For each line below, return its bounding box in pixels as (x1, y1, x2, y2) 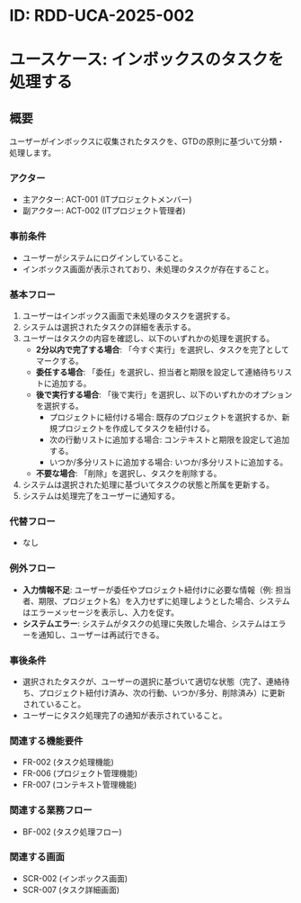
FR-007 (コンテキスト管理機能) (22, 780, 137, 790)
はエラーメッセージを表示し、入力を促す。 (22, 607, 180, 618)
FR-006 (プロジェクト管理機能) (22, 768, 138, 779)
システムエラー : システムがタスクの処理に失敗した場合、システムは (22, 618, 271, 628)
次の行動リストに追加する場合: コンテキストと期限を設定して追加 (49, 434, 290, 446)
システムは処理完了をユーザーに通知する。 (22, 491, 181, 501)
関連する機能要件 (9, 735, 84, 747)
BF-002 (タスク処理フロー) (22, 826, 123, 837)
